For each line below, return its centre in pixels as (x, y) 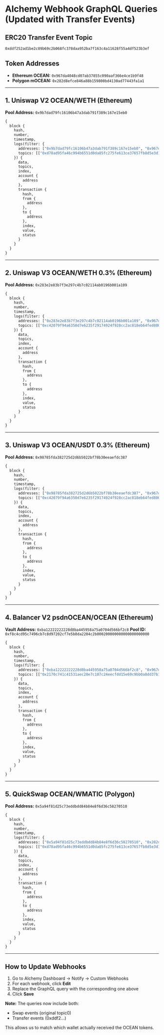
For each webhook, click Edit (41, 983)
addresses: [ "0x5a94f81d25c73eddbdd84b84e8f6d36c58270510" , (80, 842)
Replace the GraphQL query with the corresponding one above (75, 989)
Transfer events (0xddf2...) (39, 1018)
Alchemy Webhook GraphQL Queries (81, 9)
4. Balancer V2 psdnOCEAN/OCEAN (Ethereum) (79, 618)
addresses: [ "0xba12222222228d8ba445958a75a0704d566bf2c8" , (80, 670)
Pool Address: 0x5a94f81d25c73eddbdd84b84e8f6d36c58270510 (66, 806)
